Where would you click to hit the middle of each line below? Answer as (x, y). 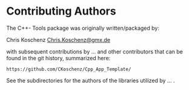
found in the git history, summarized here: (58, 58)
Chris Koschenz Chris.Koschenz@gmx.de (58, 40)
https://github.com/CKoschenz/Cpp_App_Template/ (69, 69)
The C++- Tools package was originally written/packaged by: (83, 28)
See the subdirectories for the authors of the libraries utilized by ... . (91, 80)
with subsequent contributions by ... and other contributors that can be (95, 51)
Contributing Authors (61, 11)
